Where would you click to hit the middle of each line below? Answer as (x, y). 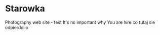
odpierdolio (17, 27)
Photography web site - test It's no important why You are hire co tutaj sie (80, 22)
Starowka (25, 9)
